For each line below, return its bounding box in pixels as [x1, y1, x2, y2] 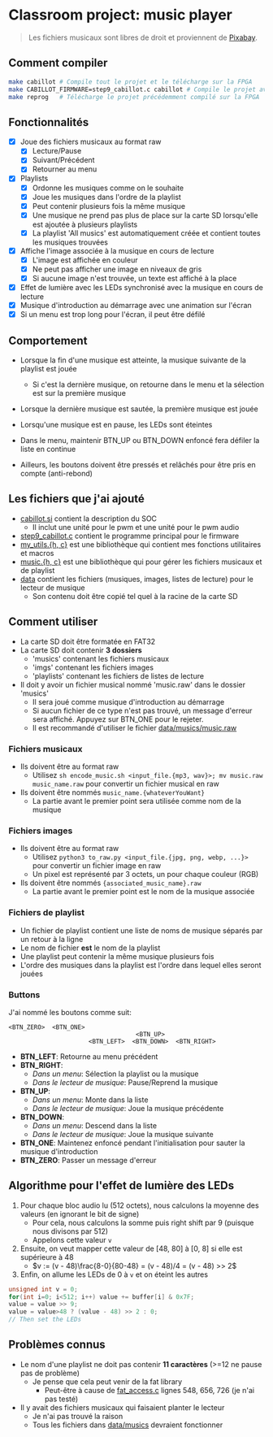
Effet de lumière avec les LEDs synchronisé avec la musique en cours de [19, 283, 264, 293]
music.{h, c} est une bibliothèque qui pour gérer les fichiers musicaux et [19, 557, 262, 567]
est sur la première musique [32, 389, 126, 398]
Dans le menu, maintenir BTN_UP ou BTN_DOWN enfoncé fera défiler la [19, 436, 260, 445]
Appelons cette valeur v [32, 1235, 112, 1244]
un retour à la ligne [19, 934, 84, 944]
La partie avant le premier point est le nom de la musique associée [32, 887, 255, 896]
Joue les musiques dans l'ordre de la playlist [32, 192, 181, 202]
